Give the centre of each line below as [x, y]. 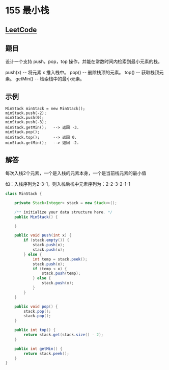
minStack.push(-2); [26, 113]
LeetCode [21, 29]
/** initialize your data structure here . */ [64, 212]
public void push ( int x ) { [43, 235]
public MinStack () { [36, 217]
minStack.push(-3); [26, 122]
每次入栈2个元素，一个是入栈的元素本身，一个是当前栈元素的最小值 [76, 173]
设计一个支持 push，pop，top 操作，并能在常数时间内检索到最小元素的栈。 [84, 61]
